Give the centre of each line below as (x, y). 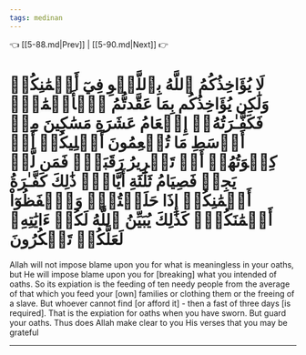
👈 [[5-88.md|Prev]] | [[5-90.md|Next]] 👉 (89, 44)
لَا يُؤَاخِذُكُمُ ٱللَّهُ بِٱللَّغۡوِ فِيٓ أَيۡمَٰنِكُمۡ (137, 84)
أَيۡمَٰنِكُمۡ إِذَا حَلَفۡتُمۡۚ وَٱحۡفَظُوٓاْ (131, 200)
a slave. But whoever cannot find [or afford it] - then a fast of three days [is (150, 303)
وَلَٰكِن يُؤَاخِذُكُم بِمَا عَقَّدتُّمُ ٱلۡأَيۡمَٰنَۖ (139, 103)
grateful (24, 332)
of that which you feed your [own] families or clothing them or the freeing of (152, 293)
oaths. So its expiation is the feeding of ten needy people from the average (150, 284)
